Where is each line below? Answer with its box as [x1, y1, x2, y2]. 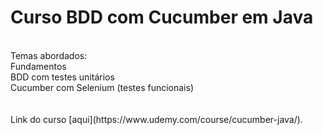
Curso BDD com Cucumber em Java [10, 6, 314, 29]
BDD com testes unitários [10, 71, 115, 83]
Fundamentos [10, 60, 67, 72]
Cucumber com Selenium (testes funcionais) [10, 81, 194, 93]
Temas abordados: [10, 49, 88, 61]
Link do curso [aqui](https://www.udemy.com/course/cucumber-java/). [10, 113, 303, 125]
